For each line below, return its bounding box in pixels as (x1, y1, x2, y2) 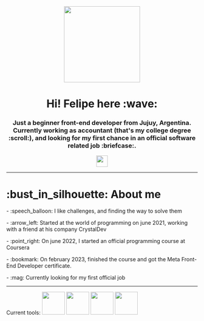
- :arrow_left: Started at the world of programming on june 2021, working (6, 219, 188, 227)
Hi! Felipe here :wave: (46, 97, 158, 111)
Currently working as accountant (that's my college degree (13, 126, 191, 135)
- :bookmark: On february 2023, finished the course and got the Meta (6, 256, 180, 263)
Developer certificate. (17, 262, 72, 270)
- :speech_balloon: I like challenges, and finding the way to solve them (6, 207, 182, 215)
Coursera (6, 244, 30, 252)
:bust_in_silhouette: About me (6, 187, 161, 201)
